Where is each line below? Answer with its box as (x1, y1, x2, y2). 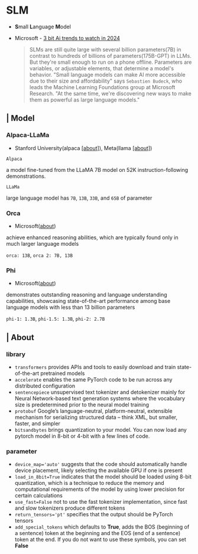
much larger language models (6, 240, 79, 247)
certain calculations (14, 492, 63, 499)
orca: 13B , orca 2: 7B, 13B (6, 252, 73, 259)
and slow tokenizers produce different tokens (14, 504, 125, 511)
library (6, 350, 25, 358)
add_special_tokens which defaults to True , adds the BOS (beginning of (14, 523, 190, 530)
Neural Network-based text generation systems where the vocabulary (14, 395, 185, 402)
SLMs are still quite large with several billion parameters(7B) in (29, 45, 181, 53)
